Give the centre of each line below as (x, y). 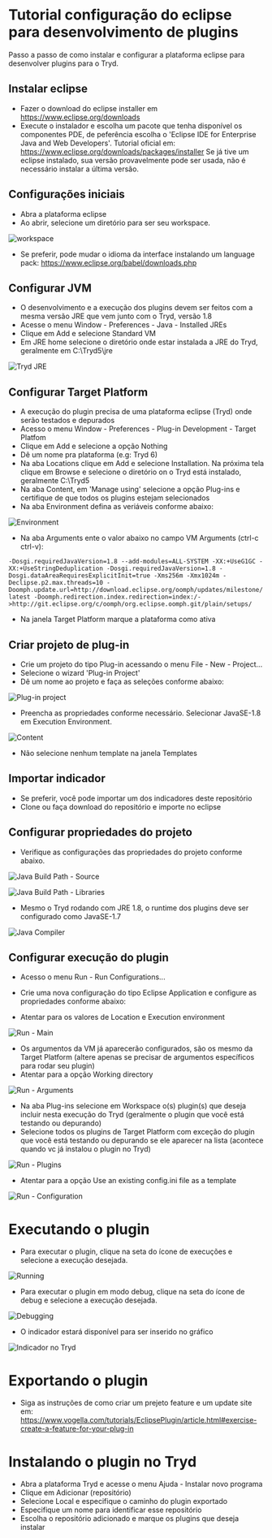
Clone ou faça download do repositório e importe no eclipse (121, 806)
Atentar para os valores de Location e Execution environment (122, 1017)
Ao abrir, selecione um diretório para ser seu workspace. (115, 222)
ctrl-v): (32, 547)
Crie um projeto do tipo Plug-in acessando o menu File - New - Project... (141, 664)
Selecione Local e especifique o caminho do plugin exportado (124, 1501)
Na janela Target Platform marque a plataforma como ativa (118, 620)
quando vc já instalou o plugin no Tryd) (86, 1149)
